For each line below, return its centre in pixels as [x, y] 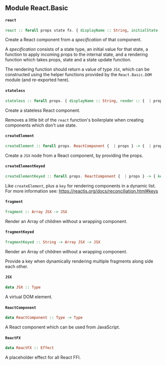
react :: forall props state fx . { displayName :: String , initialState [82, 30]
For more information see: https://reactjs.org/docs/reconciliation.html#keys [82, 191]
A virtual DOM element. [29, 297]
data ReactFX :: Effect [30, 348]
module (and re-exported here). [38, 80]
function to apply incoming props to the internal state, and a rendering [77, 54]
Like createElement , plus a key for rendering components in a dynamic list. [81, 185]
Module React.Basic [37, 8]
